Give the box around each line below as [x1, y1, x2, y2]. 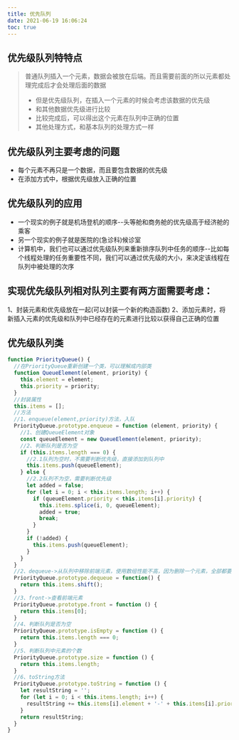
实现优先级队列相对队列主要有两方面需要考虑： [7, 285, 213, 297]
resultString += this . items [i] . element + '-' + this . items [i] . [26, 700, 218, 707]
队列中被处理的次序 [17, 262, 75, 270]
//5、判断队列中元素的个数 [14, 647, 82, 655]
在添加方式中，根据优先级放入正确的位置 [17, 175, 137, 183]
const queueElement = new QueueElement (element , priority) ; [20, 435, 202, 443]
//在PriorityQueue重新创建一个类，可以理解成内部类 [14, 363, 152, 370]
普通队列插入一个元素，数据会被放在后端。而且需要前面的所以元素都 [24, 72, 225, 80]
